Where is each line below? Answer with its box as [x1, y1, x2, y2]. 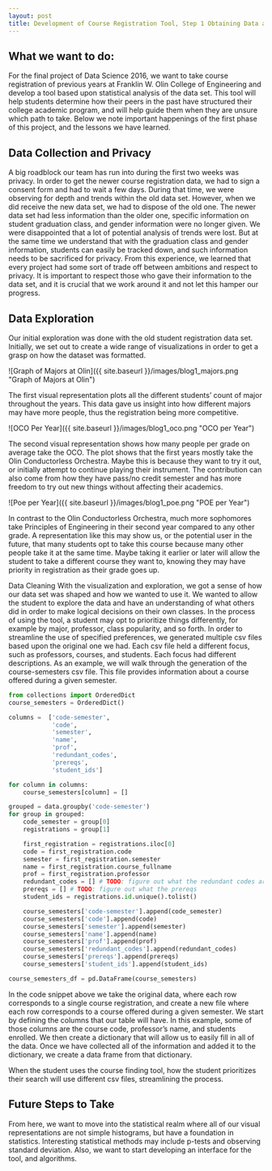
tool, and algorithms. [8, 1153, 77, 1163]
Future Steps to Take [8, 1097, 115, 1111]
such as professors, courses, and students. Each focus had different [8, 649, 236, 659]
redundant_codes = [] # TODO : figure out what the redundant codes [23, 878, 255, 886]
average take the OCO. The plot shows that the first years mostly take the [8, 447, 253, 457]
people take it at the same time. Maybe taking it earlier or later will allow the [8, 548, 261, 558]
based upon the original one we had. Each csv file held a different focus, [8, 641, 250, 651]
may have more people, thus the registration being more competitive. [8, 407, 239, 417]
